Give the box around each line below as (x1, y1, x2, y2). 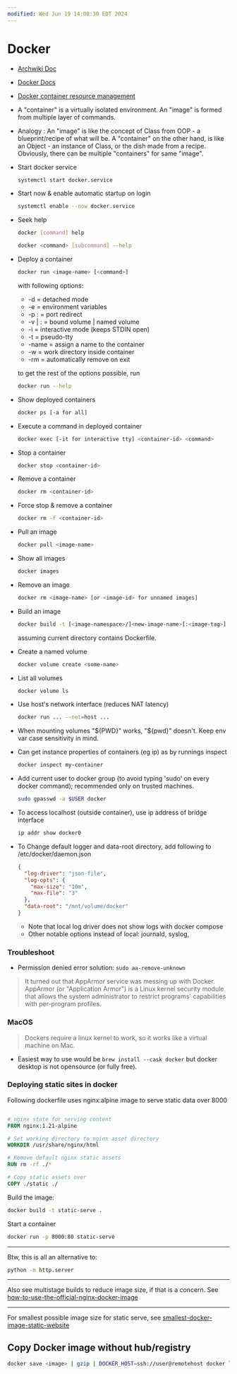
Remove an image (17, 581, 71, 589)
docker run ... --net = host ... (17, 714, 110, 721)
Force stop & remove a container (17, 501, 113, 510)
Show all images (17, 554, 66, 563)
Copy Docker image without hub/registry (7, 1341, 191, 1353)
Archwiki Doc (17, 64, 57, 73)
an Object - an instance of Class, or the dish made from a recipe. (17, 141, 207, 150)
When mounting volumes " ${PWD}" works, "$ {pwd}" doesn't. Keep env (17, 726, 226, 735)
